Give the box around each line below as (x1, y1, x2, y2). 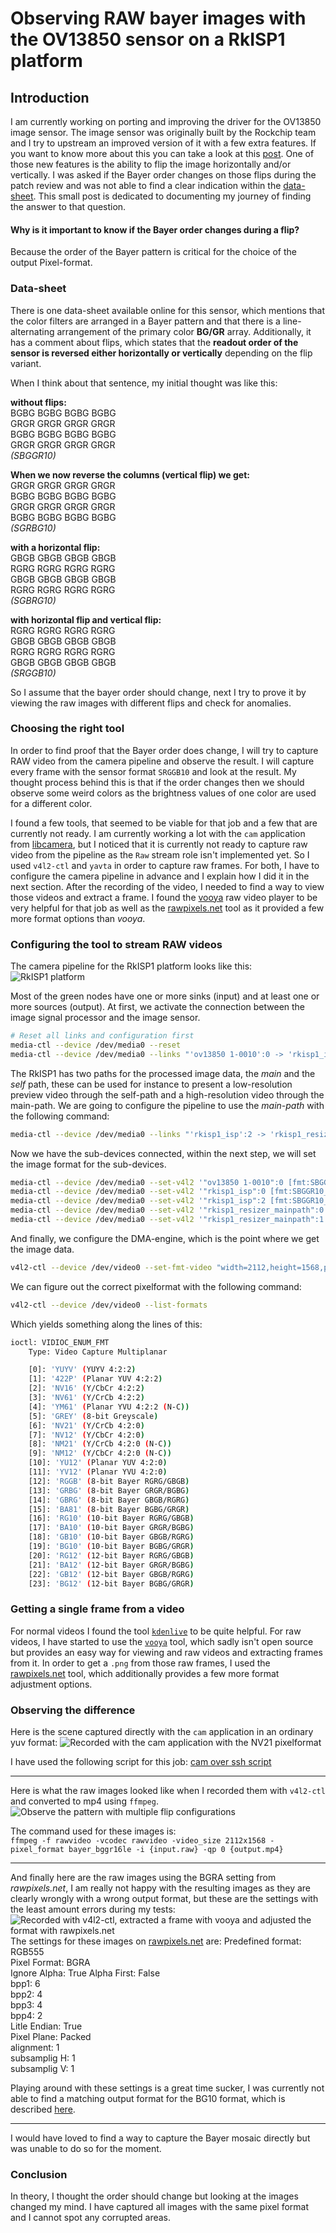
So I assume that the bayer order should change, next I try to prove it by (10, 686, 307, 698)
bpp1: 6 (10, 1978, 41, 1990)
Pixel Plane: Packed (10, 2031, 92, 2043)
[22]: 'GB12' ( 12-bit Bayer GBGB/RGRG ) (28, 1569, 195, 1579)
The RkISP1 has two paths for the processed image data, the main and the (10, 1067, 316, 1079)
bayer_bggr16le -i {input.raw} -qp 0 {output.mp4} (68, 1845, 284, 1855)
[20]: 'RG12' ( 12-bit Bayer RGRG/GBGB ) (28, 1550, 195, 1561)
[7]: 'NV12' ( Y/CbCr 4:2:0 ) (28, 1430, 145, 1440)
